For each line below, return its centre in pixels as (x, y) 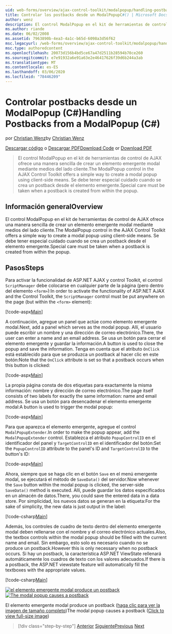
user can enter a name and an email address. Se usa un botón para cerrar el (85, 338)
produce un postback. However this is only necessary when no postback (81, 548)
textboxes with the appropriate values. (46, 570)
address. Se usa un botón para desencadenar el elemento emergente (79, 402)
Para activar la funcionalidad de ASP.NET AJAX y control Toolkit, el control (84, 280)
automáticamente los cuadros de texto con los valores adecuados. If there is (85, 559)
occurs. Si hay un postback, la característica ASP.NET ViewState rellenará (83, 554)
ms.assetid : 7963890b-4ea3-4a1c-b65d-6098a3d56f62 (60, 39)
